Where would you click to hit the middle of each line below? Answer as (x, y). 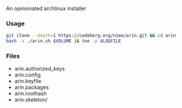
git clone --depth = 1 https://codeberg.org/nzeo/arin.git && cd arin (91, 36)
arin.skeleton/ (31, 100)
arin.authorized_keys (40, 69)
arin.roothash (30, 93)
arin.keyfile (28, 81)
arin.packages (32, 88)
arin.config (27, 75)
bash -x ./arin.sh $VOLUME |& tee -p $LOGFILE (64, 41)
